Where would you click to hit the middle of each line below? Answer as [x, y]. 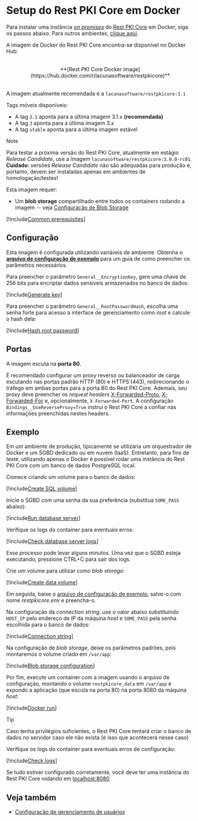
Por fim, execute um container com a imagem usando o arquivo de [88, 677]
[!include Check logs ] [32, 761]
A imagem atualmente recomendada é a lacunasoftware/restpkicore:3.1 [96, 93]
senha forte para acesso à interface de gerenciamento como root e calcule [98, 312]
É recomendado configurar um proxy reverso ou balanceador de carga [93, 375]
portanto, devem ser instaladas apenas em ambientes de [76, 172]
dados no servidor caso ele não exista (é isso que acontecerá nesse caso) [98, 738]
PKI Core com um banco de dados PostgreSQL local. [71, 466]
